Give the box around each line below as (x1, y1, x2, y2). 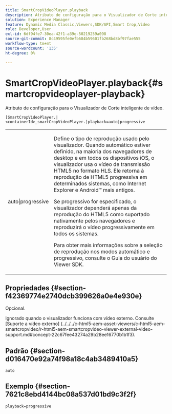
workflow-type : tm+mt (5, 41, 52, 46)
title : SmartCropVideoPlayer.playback (5, 7, 88, 13)
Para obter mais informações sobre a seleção (53, 242, 163, 249)
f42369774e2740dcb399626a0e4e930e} (5, 291, 142, 300)
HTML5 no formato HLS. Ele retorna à (53, 167, 144, 175)
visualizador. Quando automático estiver (53, 142, 151, 149)
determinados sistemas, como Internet (53, 180, 146, 187)
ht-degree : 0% (5, 50, 36, 55)
